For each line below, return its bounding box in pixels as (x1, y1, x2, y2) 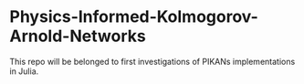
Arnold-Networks (9, 26, 146, 47)
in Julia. (9, 66, 39, 77)
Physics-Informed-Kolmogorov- (9, 6, 258, 27)
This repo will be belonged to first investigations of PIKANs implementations (9, 56, 296, 67)
